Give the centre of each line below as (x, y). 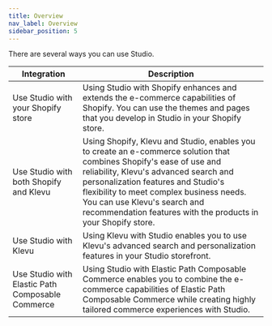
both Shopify (37, 182)
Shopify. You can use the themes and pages (166, 108)
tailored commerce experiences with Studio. (166, 310)
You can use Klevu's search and (143, 202)
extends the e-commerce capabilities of (159, 98)
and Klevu (32, 192)
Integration (43, 74)
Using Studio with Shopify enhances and (159, 88)
